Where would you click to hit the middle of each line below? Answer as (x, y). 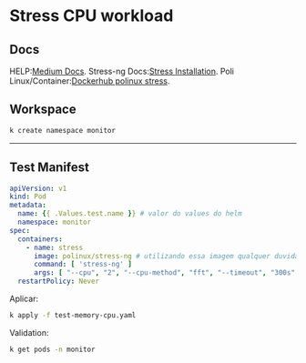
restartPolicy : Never (59, 282)
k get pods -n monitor (52, 349)
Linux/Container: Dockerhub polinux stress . (90, 81)
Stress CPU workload (92, 16)
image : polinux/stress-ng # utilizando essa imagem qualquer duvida (166, 256)
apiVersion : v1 (38, 188)
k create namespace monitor (63, 130)
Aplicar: (24, 298)
